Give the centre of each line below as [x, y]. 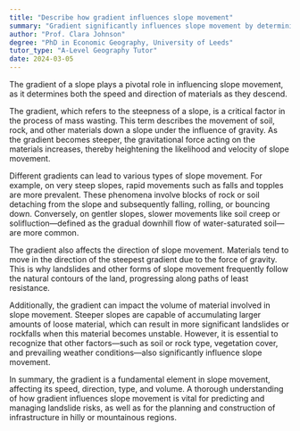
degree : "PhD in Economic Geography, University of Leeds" [121, 42]
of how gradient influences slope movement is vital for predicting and [137, 398]
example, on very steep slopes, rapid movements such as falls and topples [146, 185]
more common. [51, 232]
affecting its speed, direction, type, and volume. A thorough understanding [146, 389]
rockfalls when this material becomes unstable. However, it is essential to [144, 334]
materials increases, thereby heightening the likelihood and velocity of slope [150, 149]
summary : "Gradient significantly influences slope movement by [131, 26]
